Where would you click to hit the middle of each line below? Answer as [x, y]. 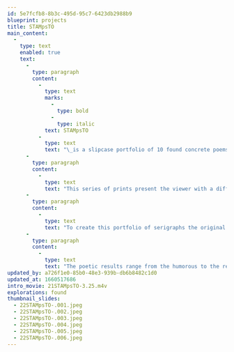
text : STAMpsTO [67, 130]
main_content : [28, 33]
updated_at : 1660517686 [42, 280]
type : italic [76, 124]
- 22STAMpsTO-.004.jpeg [48, 325]
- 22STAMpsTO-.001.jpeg [48, 305]
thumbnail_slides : [34, 299]
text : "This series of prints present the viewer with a [129, 189]
